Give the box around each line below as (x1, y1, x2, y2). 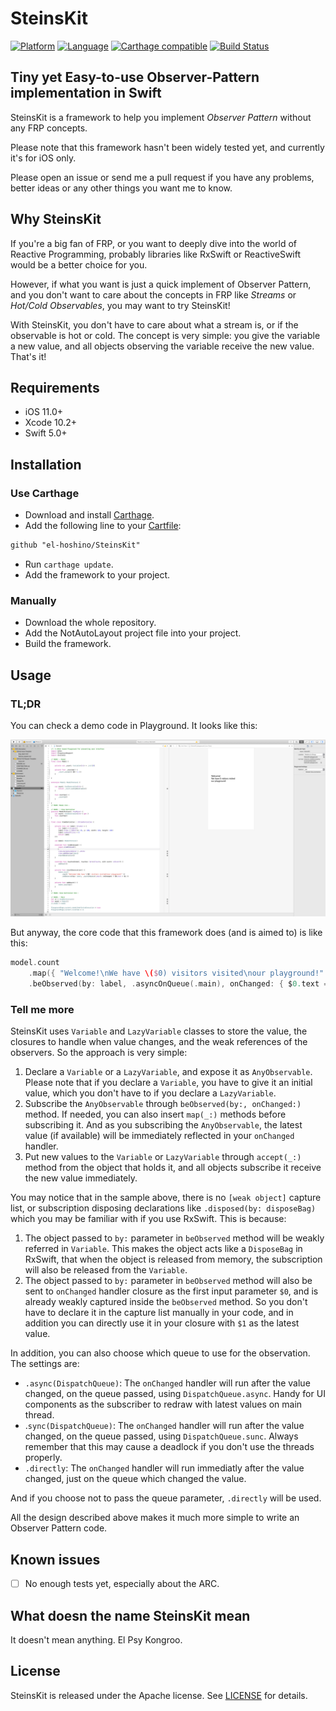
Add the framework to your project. (24, 568, 171, 581)
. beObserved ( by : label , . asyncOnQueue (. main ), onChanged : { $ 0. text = (28, 979, 329, 989)
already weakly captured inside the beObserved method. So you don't (24, 1296, 308, 1308)
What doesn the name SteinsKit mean (10, 1607, 251, 1624)
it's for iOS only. (10, 152, 77, 164)
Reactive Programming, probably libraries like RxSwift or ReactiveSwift (10, 248, 302, 260)
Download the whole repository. (24, 617, 157, 629)
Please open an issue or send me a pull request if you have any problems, (10, 171, 315, 183)
